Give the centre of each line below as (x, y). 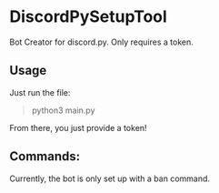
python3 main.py (63, 110)
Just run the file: (40, 92)
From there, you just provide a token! (78, 127)
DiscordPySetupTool (89, 17)
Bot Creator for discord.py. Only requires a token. (101, 42)
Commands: (45, 157)
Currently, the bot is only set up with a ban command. (110, 178)
